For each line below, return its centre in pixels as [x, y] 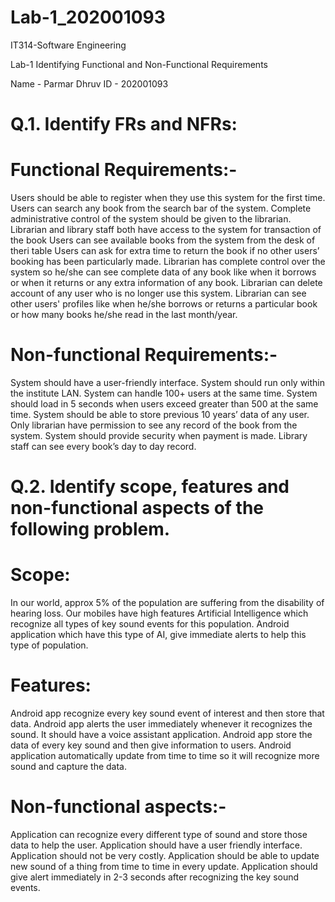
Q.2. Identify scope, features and [150, 487]
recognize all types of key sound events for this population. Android [150, 624]
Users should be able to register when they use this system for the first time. [168, 198]
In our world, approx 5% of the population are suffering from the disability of [167, 603]
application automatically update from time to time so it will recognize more [165, 756]
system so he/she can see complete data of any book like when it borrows [163, 272]
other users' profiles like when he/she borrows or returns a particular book [164, 304]
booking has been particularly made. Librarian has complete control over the [168, 262]
